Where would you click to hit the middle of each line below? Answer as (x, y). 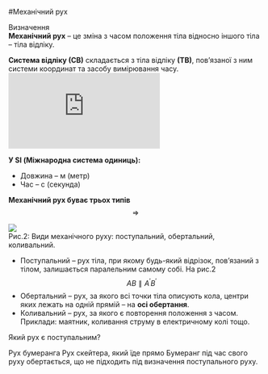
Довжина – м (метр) (55, 176)
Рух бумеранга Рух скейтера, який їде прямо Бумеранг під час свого (128, 353)
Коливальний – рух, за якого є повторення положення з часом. (129, 313)
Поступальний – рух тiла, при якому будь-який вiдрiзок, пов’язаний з (140, 261)
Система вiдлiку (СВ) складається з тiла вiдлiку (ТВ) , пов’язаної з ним (130, 60)
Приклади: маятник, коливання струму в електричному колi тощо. (135, 321)
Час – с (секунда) (50, 184)
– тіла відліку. (31, 44)
